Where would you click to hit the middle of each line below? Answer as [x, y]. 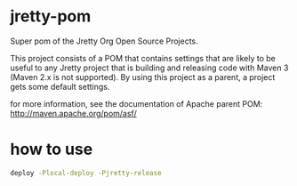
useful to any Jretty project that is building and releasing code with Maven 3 [149, 68]
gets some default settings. [60, 86]
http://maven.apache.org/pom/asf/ [73, 113]
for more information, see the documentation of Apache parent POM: [136, 103]
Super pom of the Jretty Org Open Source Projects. [104, 41]
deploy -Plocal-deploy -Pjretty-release [86, 173]
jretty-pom [51, 16]
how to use [52, 150]
